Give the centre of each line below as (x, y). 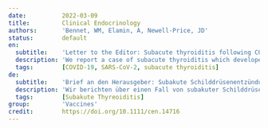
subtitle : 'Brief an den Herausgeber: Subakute (101, 82)
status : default (48, 38)
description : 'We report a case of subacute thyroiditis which (122, 60)
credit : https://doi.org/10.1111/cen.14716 (94, 112)
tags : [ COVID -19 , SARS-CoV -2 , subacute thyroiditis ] (117, 68)
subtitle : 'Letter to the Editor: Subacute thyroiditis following (133, 52)
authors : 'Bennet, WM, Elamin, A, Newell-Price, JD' (108, 30)
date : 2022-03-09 (53, 16)
